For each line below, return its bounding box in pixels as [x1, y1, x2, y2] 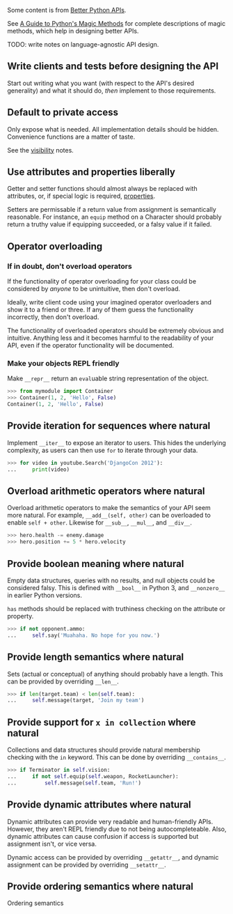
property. [7, 612, 34, 620]
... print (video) [7, 466, 70, 473]
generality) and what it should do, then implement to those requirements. [7, 86, 216, 95]
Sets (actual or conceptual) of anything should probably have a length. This [7, 669, 224, 678]
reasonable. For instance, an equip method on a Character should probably [7, 212, 222, 222]
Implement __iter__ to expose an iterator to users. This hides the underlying [7, 438, 226, 447]
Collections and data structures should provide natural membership [7, 745, 200, 754]
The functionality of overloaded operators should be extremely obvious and [7, 327, 224, 335]
